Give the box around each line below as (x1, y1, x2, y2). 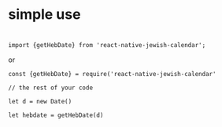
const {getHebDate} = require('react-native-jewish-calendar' (8, 71, 216, 78)
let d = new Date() (8, 98, 72, 106)
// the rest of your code (8, 84, 93, 92)
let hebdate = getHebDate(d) (8, 111, 104, 119)
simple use (8, 5, 81, 24)
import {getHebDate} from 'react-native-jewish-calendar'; (8, 42, 206, 49)
